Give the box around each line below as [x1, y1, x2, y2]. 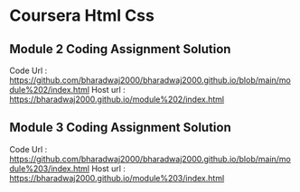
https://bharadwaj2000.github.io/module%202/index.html [9, 94, 224, 105]
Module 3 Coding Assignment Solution [9, 120, 232, 135]
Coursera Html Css [9, 5, 155, 26]
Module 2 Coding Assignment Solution [9, 41, 231, 57]
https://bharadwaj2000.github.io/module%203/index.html [9, 172, 225, 183]
